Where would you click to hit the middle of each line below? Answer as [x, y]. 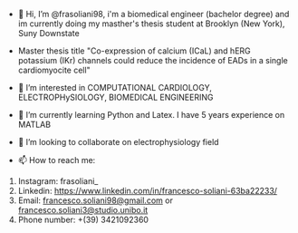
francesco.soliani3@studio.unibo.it [83, 210]
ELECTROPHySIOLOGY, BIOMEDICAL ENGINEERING [115, 97]
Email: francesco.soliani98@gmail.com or [96, 200]
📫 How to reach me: [57, 160]
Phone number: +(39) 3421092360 [83, 219]
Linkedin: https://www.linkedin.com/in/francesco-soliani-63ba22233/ [148, 191]
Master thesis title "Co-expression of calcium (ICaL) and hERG [134, 51]
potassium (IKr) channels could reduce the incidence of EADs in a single [153, 60]
